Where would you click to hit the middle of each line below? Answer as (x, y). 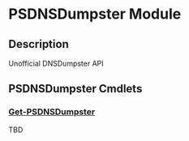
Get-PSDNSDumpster (52, 112)
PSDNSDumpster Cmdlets (75, 89)
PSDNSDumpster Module (95, 14)
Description (39, 44)
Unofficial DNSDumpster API (56, 63)
